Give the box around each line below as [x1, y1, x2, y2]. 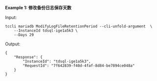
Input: [5, 15, 17, 20]
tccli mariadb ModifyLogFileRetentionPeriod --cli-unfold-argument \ [5, 24, 153, 29]
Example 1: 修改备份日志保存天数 [5, 5, 72, 10]
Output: [5, 41, 21, 47]
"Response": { [14, 55, 43, 60]
